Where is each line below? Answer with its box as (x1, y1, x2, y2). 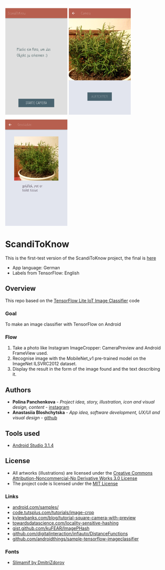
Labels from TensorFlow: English (12, 270, 80, 276)
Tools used (5, 429, 40, 438)
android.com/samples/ (12, 504, 59, 510)
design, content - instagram (12, 404, 70, 410)
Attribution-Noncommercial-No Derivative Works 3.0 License (12, 475, 138, 481)
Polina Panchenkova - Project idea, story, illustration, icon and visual (12, 399, 155, 405)
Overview (5, 284, 36, 293)
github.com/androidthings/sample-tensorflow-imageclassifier (12, 536, 139, 542)
